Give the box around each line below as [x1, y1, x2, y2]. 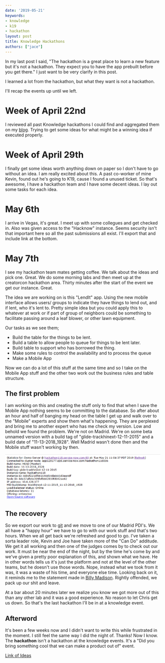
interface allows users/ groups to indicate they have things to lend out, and [5, 299, 157, 305]
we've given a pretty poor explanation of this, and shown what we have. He [5, 554, 158, 560]
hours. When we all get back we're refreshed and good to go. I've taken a [5, 533, 154, 539]
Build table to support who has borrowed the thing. [12, 345, 116, 350]
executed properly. [5, 132, 43, 138]
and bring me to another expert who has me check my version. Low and [5, 423, 151, 429]
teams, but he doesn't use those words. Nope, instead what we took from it [5, 564, 158, 570]
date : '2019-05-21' [5, 8, 45, 13]
